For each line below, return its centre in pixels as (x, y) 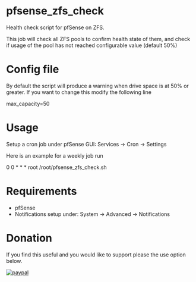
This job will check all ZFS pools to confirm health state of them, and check (98, 39)
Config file (33, 69)
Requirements (42, 191)
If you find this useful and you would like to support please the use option (96, 255)
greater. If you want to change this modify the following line (79, 92)
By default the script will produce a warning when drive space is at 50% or (97, 86)
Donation (29, 238)
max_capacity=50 (28, 104)
